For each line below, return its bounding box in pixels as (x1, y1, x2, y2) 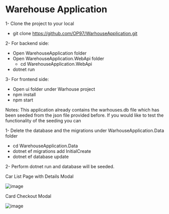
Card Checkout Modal (5, 193, 52, 199)
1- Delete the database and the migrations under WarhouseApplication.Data (5, 127, 164, 133)
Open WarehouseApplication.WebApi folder (12, 55, 105, 62)
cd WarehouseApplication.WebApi (20, 61, 92, 67)
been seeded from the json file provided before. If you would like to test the (5, 112, 164, 118)
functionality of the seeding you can (5, 117, 82, 123)
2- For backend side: (5, 40, 50, 46)
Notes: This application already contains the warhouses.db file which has (5, 106, 160, 113)
